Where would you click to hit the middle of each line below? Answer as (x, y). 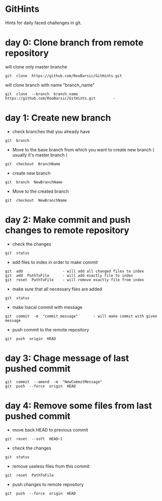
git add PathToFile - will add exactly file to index (69, 275)
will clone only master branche (36, 67)
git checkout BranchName (33, 164)
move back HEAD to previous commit (50, 429)
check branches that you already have (51, 131)
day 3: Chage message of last (67, 358)
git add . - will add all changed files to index (75, 271)
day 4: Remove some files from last (79, 406)
